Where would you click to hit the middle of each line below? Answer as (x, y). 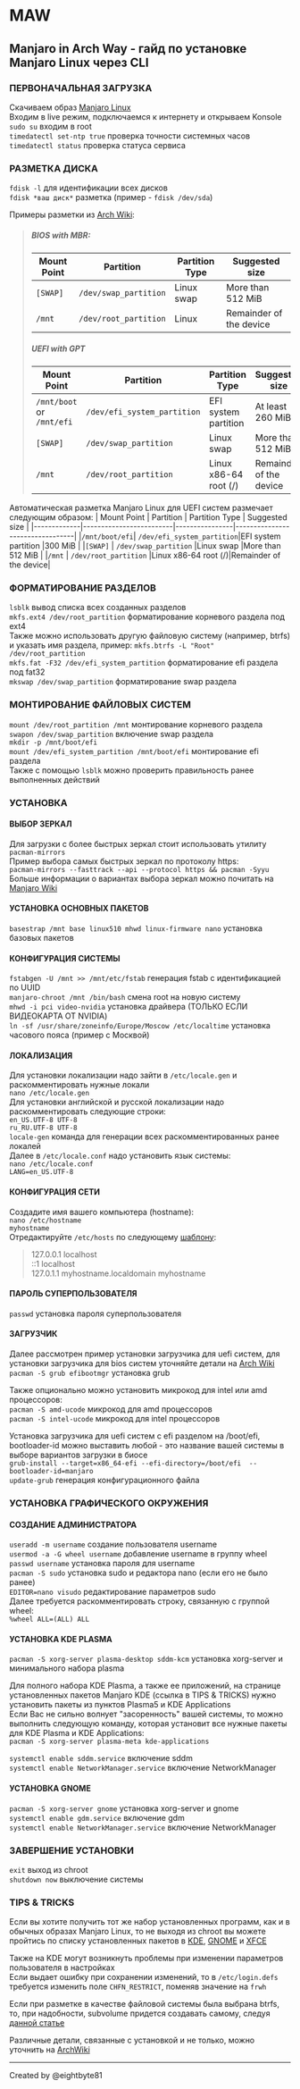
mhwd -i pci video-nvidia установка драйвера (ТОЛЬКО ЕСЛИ (129, 1007)
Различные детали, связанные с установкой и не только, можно (132, 2040)
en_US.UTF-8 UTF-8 (43, 1120)
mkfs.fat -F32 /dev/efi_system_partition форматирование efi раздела (144, 663)
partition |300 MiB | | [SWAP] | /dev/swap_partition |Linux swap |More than (145, 546)
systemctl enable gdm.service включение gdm (97, 1817)
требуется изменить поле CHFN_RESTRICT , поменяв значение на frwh (138, 1987)
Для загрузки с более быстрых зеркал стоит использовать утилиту (138, 843)
